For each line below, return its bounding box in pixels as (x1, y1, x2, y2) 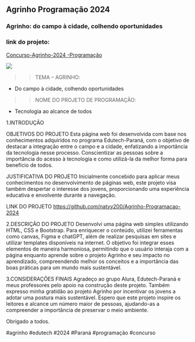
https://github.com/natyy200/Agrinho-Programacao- (53, 203, 181, 210)
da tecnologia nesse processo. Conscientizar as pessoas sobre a (6, 149, 163, 156)
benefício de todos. (6, 161, 53, 169)
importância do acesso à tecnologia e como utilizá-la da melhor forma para (6, 155, 187, 162)
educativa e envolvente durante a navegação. (6, 191, 117, 199)
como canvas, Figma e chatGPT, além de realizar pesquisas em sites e (6, 232, 177, 240)
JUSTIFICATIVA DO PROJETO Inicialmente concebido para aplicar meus (6, 173, 180, 180)
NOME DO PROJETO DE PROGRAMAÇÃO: (35, 96, 136, 103)
